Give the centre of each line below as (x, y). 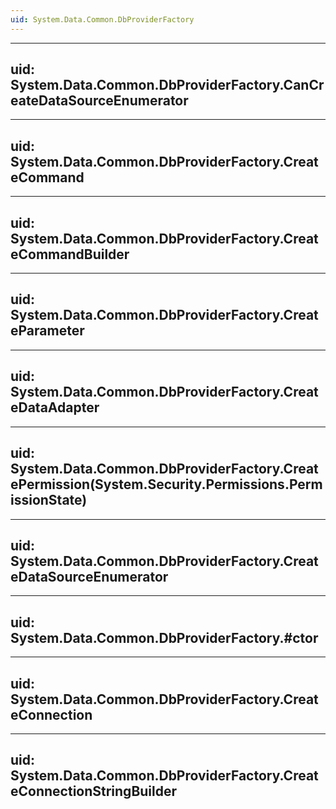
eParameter (47, 331)
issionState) (49, 500)
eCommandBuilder (70, 254)
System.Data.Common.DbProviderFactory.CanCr (167, 85)
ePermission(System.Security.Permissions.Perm (166, 484)
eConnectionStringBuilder (94, 791)
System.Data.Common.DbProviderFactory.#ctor (164, 637)
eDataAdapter (55, 407)
